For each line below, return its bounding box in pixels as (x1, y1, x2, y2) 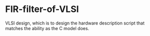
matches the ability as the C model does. (5, 25, 89, 31)
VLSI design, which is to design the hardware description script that (5, 20, 145, 26)
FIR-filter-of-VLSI (5, 3, 79, 15)
